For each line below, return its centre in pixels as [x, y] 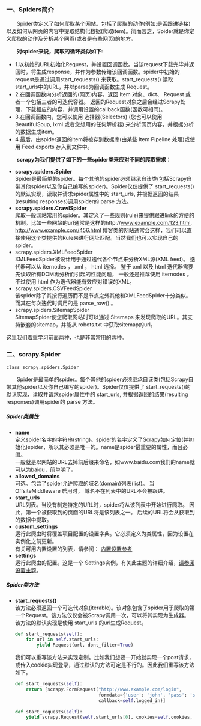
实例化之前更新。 [36, 541]
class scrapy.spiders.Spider [43, 367]
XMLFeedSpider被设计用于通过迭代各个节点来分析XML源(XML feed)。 [102, 259]
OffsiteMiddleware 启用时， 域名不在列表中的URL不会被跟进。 [91, 490]
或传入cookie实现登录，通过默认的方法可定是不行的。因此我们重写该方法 [105, 665]
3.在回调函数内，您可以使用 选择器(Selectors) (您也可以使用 [88, 117]
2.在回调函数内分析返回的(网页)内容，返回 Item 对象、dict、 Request [99, 94]
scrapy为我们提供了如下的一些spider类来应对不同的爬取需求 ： [94, 160]
